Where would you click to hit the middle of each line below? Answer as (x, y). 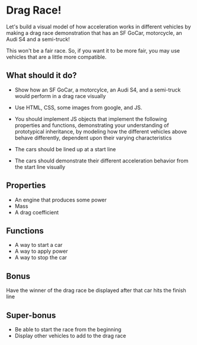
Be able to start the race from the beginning (68, 329)
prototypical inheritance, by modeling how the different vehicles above (101, 131)
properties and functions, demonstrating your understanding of (92, 125)
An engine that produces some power (61, 200)
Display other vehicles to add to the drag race (70, 336)
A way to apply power (41, 251)
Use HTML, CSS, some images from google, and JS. (78, 108)
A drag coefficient (37, 212)
